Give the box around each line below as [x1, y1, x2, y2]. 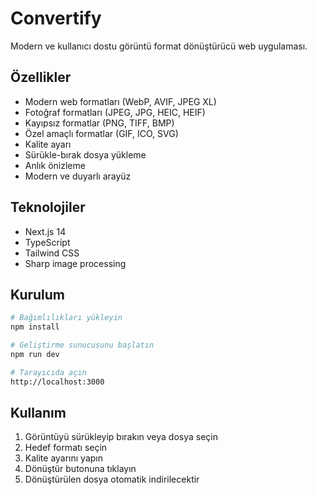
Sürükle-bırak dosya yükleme [24, 148, 147, 161]
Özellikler [10, 69, 72, 86]
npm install [10, 322, 60, 332]
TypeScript [24, 236, 71, 248]
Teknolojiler [10, 199, 86, 216]
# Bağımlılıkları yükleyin [10, 313, 123, 323]
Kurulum [10, 286, 66, 303]
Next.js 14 [24, 225, 67, 237]
